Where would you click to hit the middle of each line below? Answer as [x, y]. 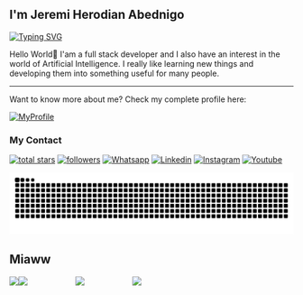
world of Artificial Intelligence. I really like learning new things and [132, 63]
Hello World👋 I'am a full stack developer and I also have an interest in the [145, 54]
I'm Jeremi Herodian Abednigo [97, 15]
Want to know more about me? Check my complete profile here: [128, 99]
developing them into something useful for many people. [114, 73]
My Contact [36, 140]
